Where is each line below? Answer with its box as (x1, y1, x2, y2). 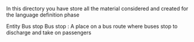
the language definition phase (6, 11, 79, 18)
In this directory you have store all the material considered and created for (6, 5, 189, 12)
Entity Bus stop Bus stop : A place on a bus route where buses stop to (6, 23, 178, 30)
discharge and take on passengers (6, 29, 91, 36)
